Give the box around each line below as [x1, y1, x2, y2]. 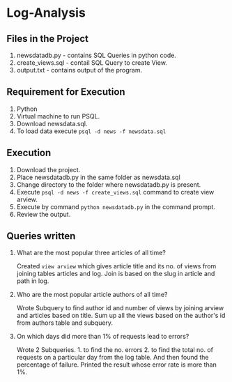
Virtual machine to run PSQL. [16, 112, 100, 120]
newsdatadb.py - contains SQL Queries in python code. [16, 51, 177, 59]
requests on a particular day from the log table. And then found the [16, 353, 209, 362]
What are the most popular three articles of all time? [16, 249, 167, 257]
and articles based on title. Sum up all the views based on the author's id [16, 312, 226, 320]
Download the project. [16, 165, 81, 174]
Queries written [6, 230, 76, 242]
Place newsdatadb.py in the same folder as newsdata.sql [16, 173, 180, 181]
